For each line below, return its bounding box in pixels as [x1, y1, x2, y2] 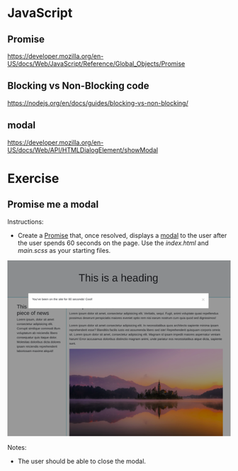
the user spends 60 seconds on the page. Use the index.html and [17, 239, 209, 247]
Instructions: [7, 217, 44, 226]
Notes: [7, 443, 27, 452]
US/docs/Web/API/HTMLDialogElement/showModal [7, 145, 158, 154]
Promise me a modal [7, 198, 99, 210]
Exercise [7, 170, 59, 186]
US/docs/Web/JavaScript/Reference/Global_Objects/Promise [7, 59, 186, 68]
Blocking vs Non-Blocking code [7, 80, 150, 92]
